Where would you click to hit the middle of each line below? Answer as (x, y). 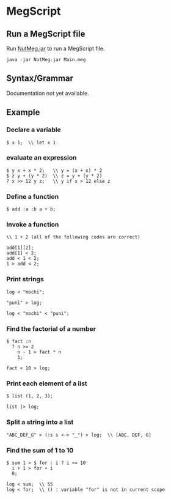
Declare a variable (34, 130)
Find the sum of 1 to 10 (40, 450)
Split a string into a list (40, 422)
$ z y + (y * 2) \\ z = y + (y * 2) (54, 176)
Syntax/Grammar (40, 79)
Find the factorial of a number (51, 328)
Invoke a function (33, 224)
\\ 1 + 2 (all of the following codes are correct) (73, 237)
